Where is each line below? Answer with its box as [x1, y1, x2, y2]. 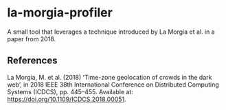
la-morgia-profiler [7, 5, 113, 21]
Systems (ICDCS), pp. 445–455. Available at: [7, 87, 134, 96]
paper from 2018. [7, 34, 56, 43]
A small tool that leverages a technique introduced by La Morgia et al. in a [7, 27, 215, 36]
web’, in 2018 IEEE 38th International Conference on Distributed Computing [7, 80, 220, 89]
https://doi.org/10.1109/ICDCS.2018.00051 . [7, 95, 126, 103]
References [7, 55, 58, 67]
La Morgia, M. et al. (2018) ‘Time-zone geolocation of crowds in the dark [7, 73, 212, 81]
